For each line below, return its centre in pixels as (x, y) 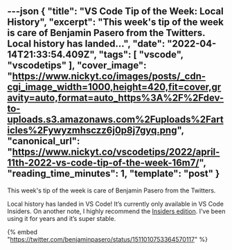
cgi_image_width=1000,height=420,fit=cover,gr (114, 87)
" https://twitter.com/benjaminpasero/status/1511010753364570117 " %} (107, 239)
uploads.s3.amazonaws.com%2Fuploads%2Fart (115, 119)
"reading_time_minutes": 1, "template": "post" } (114, 173)
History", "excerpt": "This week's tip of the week (115, 23)
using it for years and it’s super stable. (62, 218)
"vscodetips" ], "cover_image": (77, 65)
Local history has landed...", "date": (86, 44)
